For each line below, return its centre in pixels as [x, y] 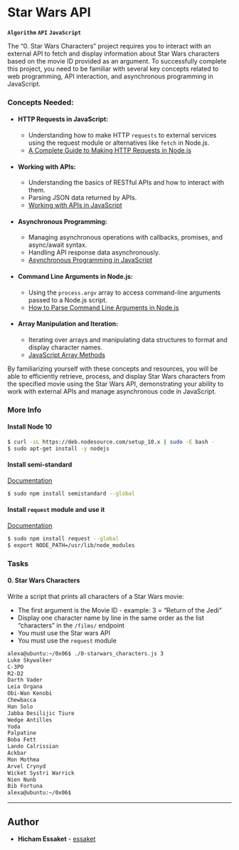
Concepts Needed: [41, 102]
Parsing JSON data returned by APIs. [83, 198]
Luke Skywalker [30, 660]
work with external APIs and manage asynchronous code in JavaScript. [112, 391]
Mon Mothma [23, 759]
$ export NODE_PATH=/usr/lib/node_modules [71, 545]
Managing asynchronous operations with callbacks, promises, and [125, 237]
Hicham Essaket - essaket [57, 839]
